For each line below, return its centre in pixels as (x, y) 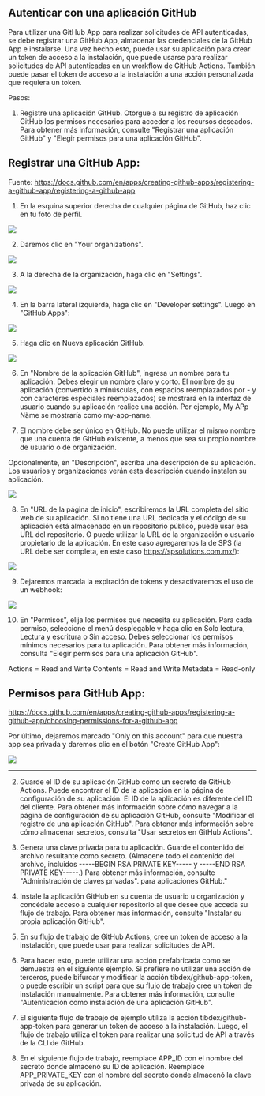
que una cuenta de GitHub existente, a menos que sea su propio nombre (138, 438)
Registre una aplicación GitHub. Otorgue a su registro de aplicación (129, 113)
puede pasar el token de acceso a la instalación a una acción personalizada (131, 73)
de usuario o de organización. (68, 447)
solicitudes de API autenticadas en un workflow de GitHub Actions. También (132, 66)
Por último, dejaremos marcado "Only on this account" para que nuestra (125, 736)
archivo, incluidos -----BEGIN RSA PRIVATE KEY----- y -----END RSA (132, 865)
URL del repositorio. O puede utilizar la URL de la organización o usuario (137, 534)
